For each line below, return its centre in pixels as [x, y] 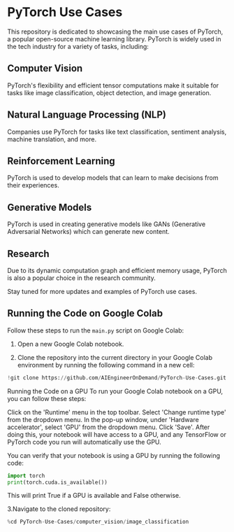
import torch [26, 476]
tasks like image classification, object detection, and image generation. [109, 92]
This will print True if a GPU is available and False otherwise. [94, 496]
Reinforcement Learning [61, 161]
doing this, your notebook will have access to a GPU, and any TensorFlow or [117, 434]
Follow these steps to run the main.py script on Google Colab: [96, 330]
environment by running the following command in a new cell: [106, 365]
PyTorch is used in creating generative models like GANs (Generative [107, 224]
